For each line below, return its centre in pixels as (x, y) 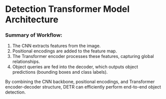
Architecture (32, 20)
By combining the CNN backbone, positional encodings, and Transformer (80, 82)
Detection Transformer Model (67, 9)
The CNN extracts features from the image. (56, 46)
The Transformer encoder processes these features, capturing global (83, 56)
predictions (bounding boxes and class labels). (60, 72)
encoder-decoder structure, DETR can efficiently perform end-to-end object (83, 87)
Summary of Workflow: (34, 35)
